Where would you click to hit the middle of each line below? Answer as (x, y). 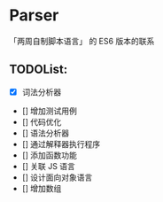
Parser (34, 16)
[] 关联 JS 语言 (48, 166)
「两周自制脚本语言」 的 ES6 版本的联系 (82, 41)
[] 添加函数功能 (49, 155)
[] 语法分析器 (45, 133)
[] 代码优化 (42, 121)
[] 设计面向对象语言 (57, 177)
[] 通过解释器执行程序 (61, 144)
